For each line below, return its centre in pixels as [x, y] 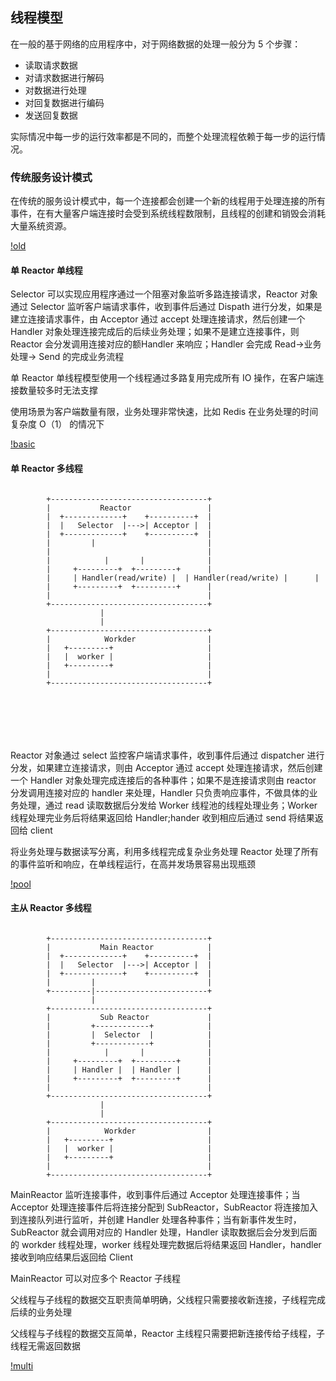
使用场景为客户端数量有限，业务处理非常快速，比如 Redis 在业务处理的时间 [164, 412]
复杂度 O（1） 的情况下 [57, 424]
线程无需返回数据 [45, 1345]
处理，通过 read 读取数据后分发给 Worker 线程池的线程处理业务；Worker [168, 805]
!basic [23, 444]
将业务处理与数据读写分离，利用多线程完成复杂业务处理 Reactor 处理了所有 [164, 851]
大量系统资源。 [41, 226]
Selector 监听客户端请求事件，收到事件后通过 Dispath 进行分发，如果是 [176, 307]
